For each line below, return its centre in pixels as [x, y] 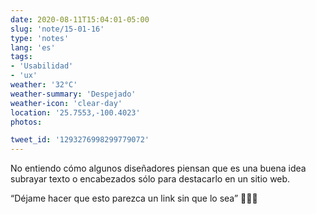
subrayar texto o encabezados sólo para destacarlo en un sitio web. [150, 179]
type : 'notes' [40, 38]
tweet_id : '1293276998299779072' [80, 140]
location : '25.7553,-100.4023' [75, 112]
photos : [26, 122]
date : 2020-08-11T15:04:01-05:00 [80, 19]
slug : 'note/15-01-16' [57, 29]
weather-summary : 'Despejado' [73, 94]
